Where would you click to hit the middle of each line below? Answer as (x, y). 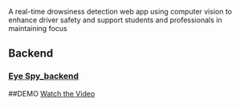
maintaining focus (38, 28)
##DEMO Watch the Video (52, 93)
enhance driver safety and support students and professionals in (115, 20)
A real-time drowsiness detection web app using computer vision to (120, 12)
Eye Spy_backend (43, 77)
